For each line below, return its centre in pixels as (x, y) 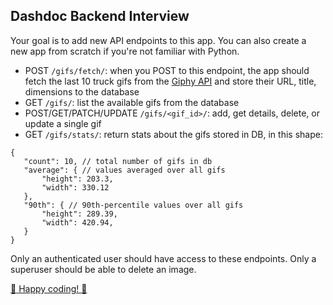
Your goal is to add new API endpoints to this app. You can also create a (158, 40)
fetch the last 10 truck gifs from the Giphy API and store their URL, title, (170, 81)
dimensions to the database (82, 91)
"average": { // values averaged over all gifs (124, 170)
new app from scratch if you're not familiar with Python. (125, 51)
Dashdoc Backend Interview (100, 16)
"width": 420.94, (77, 222)
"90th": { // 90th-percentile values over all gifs (133, 205)
